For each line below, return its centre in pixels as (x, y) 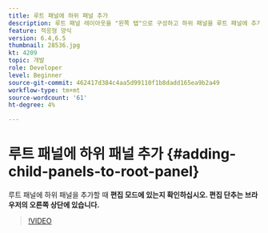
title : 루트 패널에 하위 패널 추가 (58, 16)
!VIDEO (40, 221)
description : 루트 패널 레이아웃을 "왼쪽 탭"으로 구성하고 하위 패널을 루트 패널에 (128, 23)
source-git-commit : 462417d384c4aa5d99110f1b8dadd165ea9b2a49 (114, 82)
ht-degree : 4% (32, 105)
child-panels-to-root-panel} (104, 172)
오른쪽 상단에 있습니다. (64, 205)
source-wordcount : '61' (48, 98)
